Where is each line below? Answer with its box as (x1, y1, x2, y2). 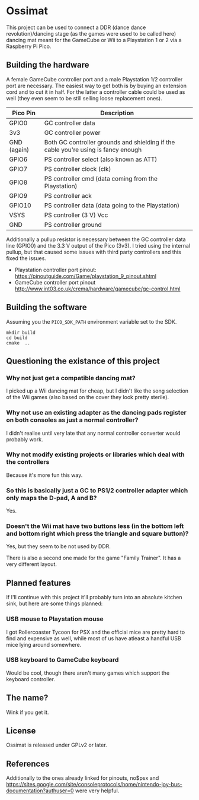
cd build (6, 334, 28, 341)
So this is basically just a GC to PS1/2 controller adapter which (6, 486, 188, 494)
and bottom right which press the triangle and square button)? (6, 530, 189, 538)
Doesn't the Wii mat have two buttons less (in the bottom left (6, 522, 184, 530)
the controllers (6, 458, 50, 466)
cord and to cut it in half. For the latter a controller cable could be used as (6, 88, 185, 96)
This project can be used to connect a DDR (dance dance (6, 24, 146, 31)
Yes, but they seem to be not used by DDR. (6, 543, 111, 550)
